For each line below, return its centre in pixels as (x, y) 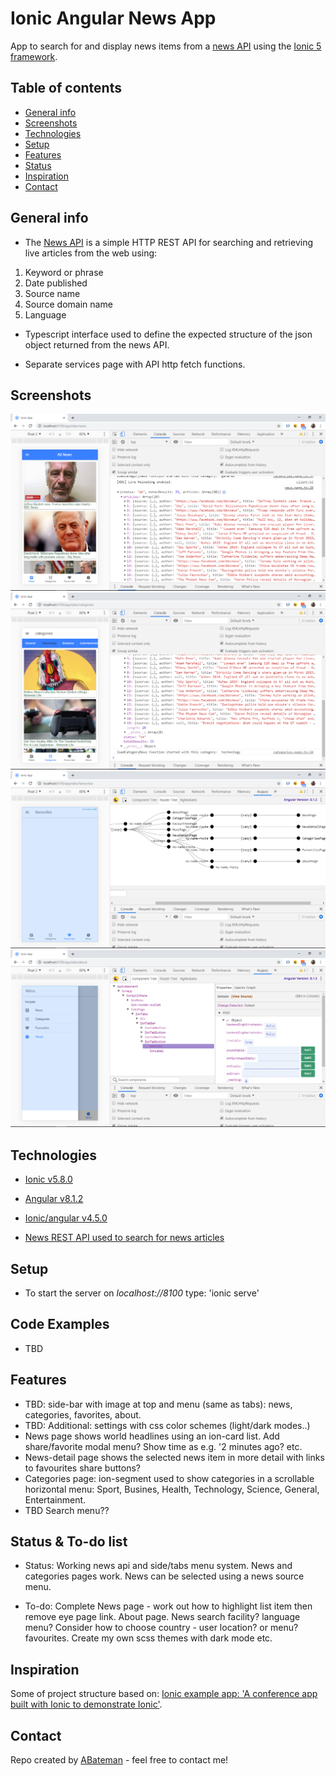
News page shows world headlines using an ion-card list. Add (152, 1436)
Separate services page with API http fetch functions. (135, 364)
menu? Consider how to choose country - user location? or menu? (161, 1628)
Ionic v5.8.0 (48, 1179)
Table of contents (66, 88)
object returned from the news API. (97, 344)
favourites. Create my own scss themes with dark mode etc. (148, 1638)
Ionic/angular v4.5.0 (66, 1218)
